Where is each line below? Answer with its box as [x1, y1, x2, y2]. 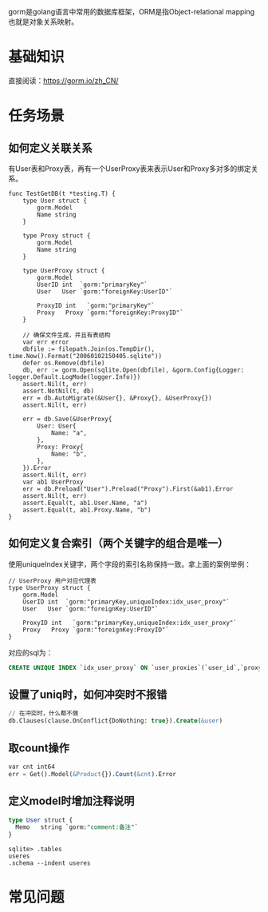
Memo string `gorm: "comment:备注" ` [15, 823, 139, 831]
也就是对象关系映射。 [8, 17, 78, 26]
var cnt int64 [8, 763, 56, 771]
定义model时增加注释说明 [8, 795, 135, 808]
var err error [22, 338, 69, 346]
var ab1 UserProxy [22, 478, 84, 486]
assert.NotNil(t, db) [22, 387, 94, 395]
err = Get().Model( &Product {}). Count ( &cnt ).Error [8, 770, 177, 778]
